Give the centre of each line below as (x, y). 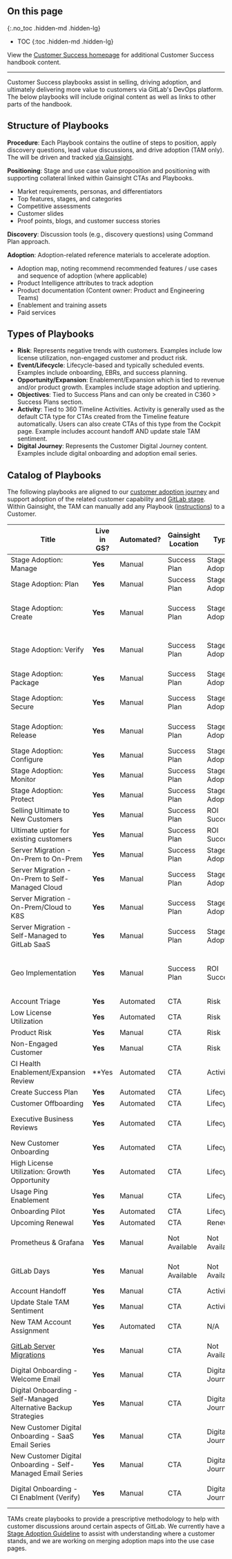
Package (25, 682)
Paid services (37, 312)
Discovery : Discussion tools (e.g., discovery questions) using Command (110, 234)
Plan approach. (29, 241)
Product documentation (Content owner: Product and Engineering (111, 290)
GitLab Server (33, 1346)
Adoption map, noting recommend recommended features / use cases (117, 268)
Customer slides (40, 213)
